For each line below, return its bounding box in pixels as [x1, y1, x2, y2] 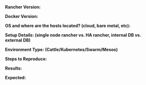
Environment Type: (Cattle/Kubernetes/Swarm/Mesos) [5, 47, 118, 52]
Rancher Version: [5, 4, 41, 10]
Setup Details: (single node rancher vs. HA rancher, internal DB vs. [5, 32, 141, 38]
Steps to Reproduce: [5, 56, 47, 62]
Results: [5, 65, 22, 71]
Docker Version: [5, 14, 39, 19]
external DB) [5, 37, 31, 43]
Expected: [5, 75, 26, 80]
